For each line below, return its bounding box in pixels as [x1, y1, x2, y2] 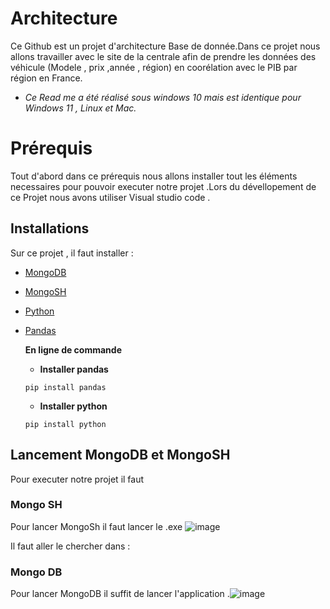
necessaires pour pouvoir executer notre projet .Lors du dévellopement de [10, 180, 317, 192]
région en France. [10, 72, 83, 84]
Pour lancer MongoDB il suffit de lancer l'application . [10, 588, 230, 600]
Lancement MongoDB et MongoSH [10, 447, 231, 464]
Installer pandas [39, 363, 109, 375]
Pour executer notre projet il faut [10, 473, 145, 485]
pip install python [24, 419, 107, 429]
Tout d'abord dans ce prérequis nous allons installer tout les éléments [10, 170, 298, 182]
